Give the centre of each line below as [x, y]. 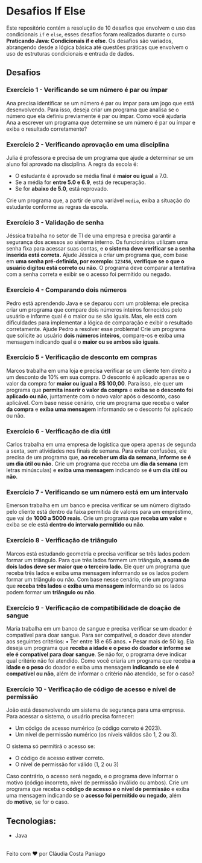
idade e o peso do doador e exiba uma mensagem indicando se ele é [93, 667]
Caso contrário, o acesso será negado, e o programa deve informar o [92, 776]
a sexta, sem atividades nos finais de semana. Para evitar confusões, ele [96, 451]
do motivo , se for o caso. [38, 802]
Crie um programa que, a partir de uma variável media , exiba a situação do [98, 200]
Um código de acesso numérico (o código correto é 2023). [88, 728]
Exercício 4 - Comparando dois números [67, 290]
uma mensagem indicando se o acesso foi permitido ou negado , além [94, 796]
